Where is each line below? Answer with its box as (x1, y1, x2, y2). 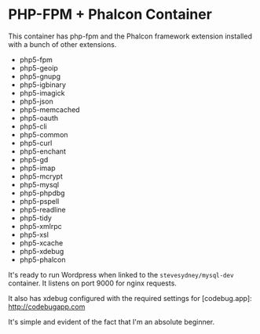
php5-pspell (19, 196, 60, 205)
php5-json (19, 96, 53, 106)
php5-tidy (19, 213, 53, 223)
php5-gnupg (19, 71, 61, 81)
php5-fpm (19, 55, 53, 64)
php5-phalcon (19, 255, 66, 264)
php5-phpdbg (19, 188, 65, 198)
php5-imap (19, 163, 57, 172)
